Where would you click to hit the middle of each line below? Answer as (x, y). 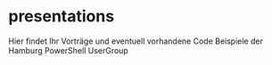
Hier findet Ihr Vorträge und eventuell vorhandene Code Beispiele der (136, 41)
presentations (62, 16)
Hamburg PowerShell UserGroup (68, 50)
